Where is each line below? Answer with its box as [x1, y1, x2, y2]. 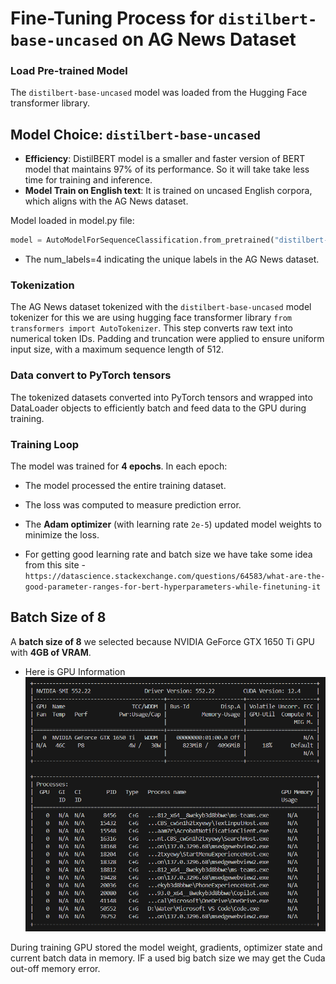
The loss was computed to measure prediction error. [24, 499, 242, 511]
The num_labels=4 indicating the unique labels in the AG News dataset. [24, 253, 320, 266]
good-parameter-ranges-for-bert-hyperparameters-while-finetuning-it [24, 582, 322, 592]
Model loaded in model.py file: [10, 215, 135, 227]
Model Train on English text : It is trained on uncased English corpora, [24, 185, 313, 197]
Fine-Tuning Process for [10, 7, 215, 30]
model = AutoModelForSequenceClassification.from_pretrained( [10, 235, 275, 246]
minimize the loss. [24, 529, 100, 541]
